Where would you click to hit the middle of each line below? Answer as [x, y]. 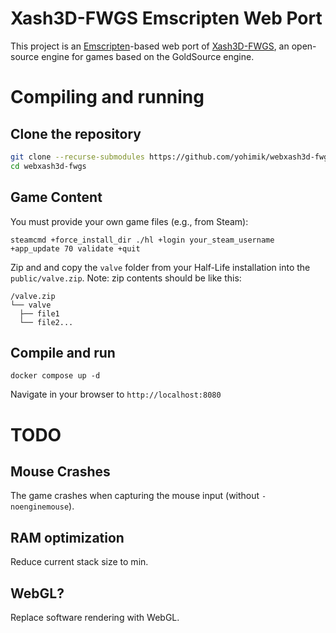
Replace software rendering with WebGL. [95, 617]
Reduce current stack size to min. [79, 562]
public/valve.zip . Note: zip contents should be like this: [126, 278]
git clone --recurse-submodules [77, 157]
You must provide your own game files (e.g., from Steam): [129, 221]
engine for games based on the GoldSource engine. [148, 56]
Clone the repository [76, 133]
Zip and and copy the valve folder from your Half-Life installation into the [160, 267]
